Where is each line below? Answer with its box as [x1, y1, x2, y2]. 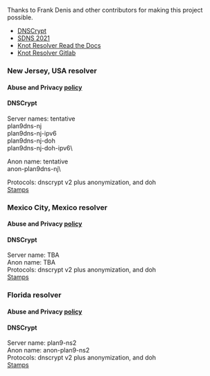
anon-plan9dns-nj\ [7, 164, 61, 172]
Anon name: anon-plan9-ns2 [7, 346, 90, 355]
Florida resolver [7, 290, 62, 300]
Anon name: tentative [7, 157, 69, 165]
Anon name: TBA [7, 258, 55, 267]
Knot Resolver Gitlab [17, 48, 76, 57]
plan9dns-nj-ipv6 [7, 129, 57, 137]
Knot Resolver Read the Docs [17, 42, 101, 49]
